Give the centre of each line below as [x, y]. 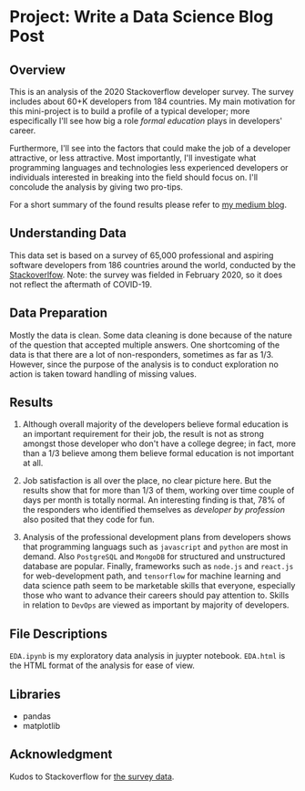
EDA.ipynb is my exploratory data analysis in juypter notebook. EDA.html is [147, 656]
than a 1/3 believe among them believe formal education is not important [158, 453]
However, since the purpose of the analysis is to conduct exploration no [144, 364]
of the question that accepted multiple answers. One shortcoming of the [145, 345]
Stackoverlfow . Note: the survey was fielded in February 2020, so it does [146, 275]
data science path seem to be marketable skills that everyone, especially [159, 586]
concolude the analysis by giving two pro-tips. [97, 187]
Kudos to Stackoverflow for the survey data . [92, 776]
